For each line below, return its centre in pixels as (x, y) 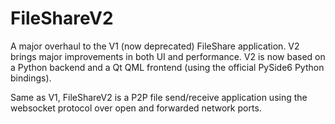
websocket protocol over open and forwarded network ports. (136, 108)
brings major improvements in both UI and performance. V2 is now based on (168, 56)
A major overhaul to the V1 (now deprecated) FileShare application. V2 (155, 46)
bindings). (31, 78)
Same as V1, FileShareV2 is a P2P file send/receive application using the (159, 97)
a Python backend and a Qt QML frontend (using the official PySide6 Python (167, 67)
